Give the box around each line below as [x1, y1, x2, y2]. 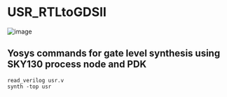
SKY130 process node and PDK [7, 59, 147, 70]
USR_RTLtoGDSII [7, 4, 107, 20]
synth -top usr [7, 83, 52, 90]
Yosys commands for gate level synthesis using [7, 47, 221, 59]
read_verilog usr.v [7, 77, 64, 84]
